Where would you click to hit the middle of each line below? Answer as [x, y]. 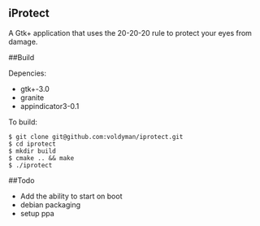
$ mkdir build [32, 151]
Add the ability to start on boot [71, 196]
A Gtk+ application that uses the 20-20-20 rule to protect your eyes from [130, 33]
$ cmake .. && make [41, 158]
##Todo [22, 180]
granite [32, 98]
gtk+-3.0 [35, 89]
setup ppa [37, 213]
